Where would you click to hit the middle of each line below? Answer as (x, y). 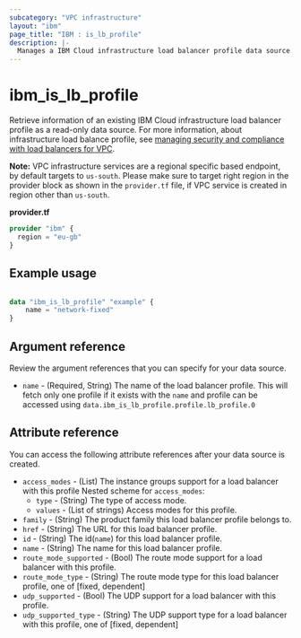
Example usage (53, 273)
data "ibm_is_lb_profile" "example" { (82, 302)
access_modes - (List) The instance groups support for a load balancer (150, 481)
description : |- (39, 43)
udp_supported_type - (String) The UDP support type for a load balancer (155, 615)
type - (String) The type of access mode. (111, 500)
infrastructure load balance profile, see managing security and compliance (147, 139)
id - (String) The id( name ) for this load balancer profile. (122, 538)
